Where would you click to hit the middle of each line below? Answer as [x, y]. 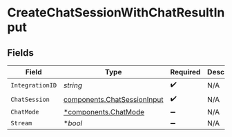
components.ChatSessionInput [113, 99]
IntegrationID [34, 85]
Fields [21, 53]
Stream [21, 123]
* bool [73, 123]
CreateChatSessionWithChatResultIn [116, 13]
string [73, 85]
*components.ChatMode [104, 112]
